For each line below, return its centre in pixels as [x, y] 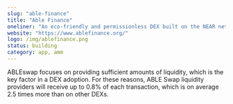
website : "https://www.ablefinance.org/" [68, 33]
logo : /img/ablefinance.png [48, 40]
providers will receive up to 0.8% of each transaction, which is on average [113, 87]
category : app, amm [35, 53]
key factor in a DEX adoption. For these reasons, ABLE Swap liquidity [106, 79]
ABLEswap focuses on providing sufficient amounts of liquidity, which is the [115, 72]
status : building [32, 46]
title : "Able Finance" [40, 20]
